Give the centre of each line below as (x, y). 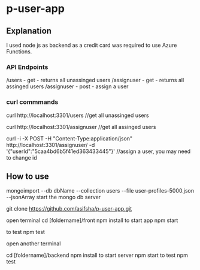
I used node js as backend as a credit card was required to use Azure (92, 45)
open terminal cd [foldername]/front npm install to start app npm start (92, 220)
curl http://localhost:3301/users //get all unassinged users (78, 115)
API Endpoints (27, 67)
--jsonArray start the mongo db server (54, 197)
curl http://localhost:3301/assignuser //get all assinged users (81, 127)
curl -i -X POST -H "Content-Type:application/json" (69, 138)
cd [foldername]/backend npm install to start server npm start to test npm (97, 255)
